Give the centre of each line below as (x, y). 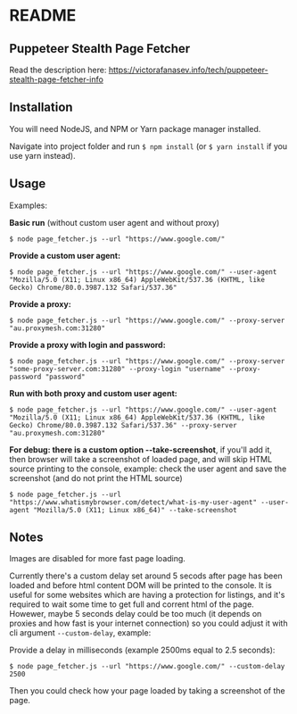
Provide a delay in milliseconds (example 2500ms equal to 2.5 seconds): (142, 650)
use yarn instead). (42, 155)
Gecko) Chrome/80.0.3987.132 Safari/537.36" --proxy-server (124, 425)
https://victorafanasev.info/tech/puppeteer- (189, 70)
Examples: (28, 205)
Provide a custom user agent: (65, 255)
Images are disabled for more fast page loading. (97, 559)
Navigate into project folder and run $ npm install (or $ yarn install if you (148, 146)
